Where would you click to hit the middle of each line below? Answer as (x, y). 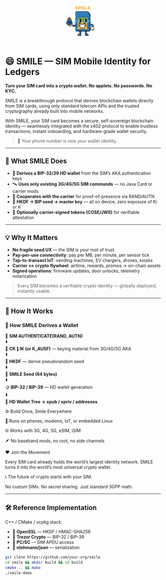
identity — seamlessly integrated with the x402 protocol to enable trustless (82, 126)
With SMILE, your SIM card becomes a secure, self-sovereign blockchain (80, 121)
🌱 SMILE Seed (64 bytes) (31, 374)
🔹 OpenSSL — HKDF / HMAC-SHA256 (51, 532)
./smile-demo (19, 573)
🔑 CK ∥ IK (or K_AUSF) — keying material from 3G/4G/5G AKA (68, 349)
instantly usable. (34, 291)
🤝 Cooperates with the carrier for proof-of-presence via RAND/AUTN (83, 196)
